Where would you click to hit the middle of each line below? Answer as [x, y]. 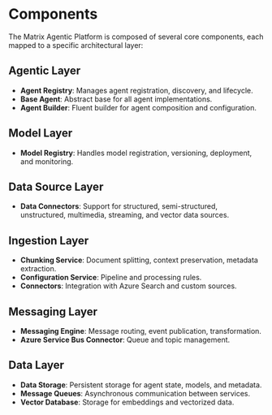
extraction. [38, 269]
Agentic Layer [45, 71]
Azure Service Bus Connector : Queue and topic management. [125, 339]
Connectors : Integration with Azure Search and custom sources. [128, 286]
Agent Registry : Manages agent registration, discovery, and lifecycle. [136, 90]
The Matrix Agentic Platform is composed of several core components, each [136, 37]
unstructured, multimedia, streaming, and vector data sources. [125, 215]
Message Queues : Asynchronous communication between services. [135, 393]
